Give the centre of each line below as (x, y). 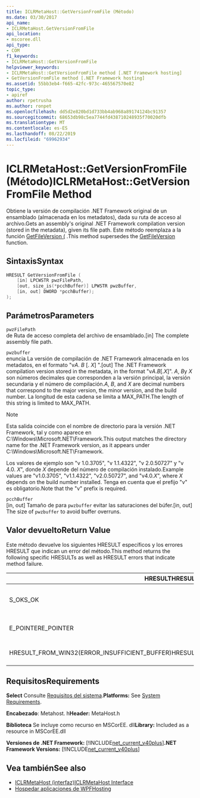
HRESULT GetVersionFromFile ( (44, 275)
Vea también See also (46, 768)
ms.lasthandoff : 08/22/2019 (41, 134)
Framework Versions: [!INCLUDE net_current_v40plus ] (73, 749)
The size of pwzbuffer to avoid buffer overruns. (64, 512)
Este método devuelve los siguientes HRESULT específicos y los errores (95, 544)
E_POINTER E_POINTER (41, 628)
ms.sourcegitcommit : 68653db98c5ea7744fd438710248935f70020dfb (86, 117)
